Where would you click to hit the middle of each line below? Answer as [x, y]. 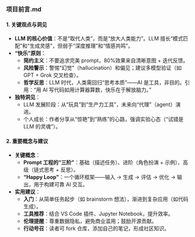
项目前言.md [24, 9]
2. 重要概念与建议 [27, 141]
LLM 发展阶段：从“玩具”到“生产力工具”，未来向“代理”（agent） [99, 104]
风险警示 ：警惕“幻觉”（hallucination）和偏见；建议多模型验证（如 [102, 68]
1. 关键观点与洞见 [27, 24]
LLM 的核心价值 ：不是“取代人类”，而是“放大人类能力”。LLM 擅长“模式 [99, 39]
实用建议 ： [28, 192]
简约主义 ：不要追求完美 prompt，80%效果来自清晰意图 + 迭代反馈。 [106, 60]
